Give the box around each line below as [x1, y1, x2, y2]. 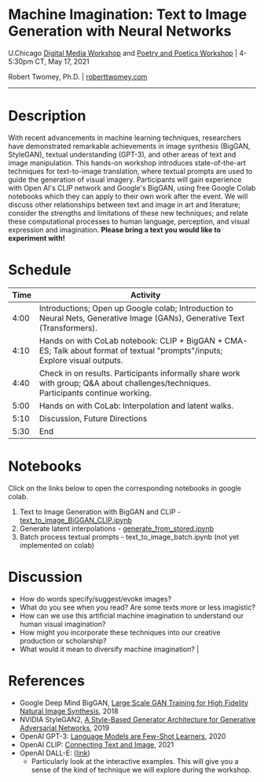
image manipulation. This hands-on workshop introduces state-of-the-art [8, 158, 246, 167]
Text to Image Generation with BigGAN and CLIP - [19, 506, 181, 517]
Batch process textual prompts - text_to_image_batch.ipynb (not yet [19, 532, 240, 541]
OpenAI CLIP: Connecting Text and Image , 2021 [19, 739, 174, 749]
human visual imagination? [19, 619, 106, 628]
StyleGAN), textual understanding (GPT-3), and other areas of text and [8, 150, 236, 159]
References [8, 672, 85, 690]
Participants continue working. [38, 387, 152, 398]
